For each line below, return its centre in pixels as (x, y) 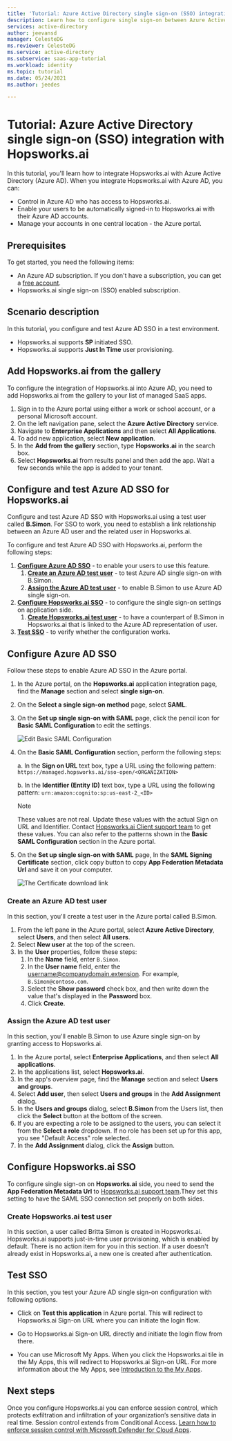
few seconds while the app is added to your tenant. (90, 468)
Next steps (31, 1391)
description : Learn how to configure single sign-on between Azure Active (117, 20)
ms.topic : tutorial (35, 71)
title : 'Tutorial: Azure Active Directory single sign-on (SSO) (101, 14)
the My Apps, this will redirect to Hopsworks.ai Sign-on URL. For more (117, 1361)
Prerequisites (37, 246)
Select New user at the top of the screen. (76, 944)
